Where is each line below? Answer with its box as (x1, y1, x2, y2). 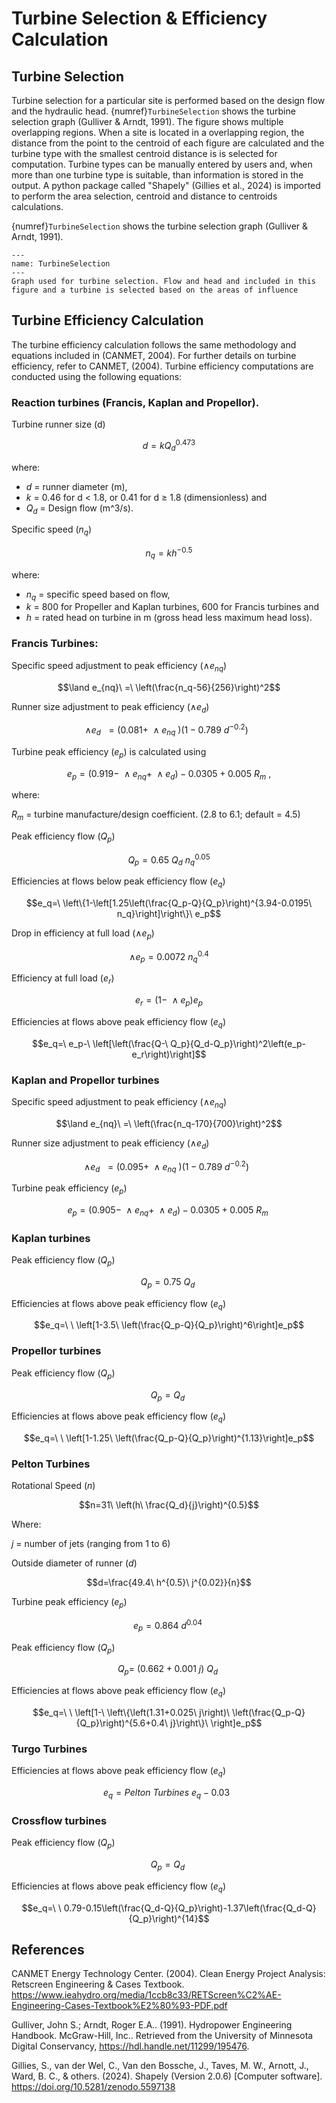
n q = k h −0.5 (145, 545, 193, 561)
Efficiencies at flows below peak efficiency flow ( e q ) (11, 875, 226, 890)
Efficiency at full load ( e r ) (11, 972, 115, 987)
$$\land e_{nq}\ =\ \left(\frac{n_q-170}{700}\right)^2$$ (55, 1117, 283, 1129)
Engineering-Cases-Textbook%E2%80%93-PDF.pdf (11, 2000, 228, 2012)
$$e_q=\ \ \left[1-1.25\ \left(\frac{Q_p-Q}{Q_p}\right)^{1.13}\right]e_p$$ (23, 1432, 315, 1444)
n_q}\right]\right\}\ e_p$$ (116, 908, 222, 920)
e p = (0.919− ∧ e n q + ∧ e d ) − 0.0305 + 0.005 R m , (66, 767, 272, 782)
